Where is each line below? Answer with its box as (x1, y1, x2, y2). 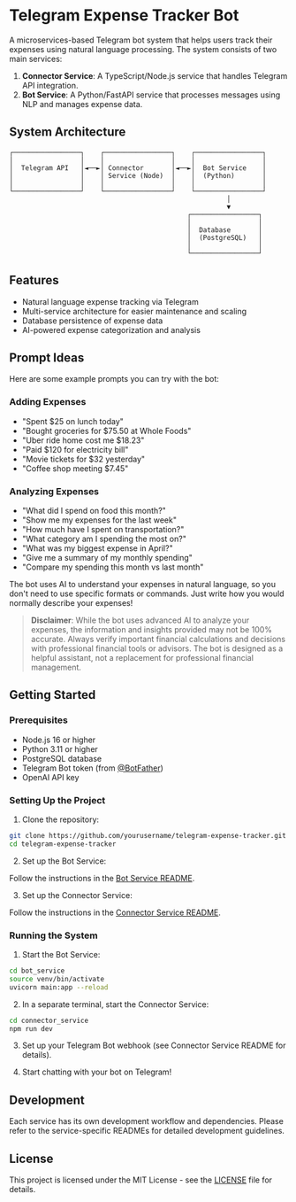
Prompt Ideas (9, 350, 85, 365)
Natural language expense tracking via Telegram (21, 296, 199, 306)
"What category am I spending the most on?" (21, 533, 187, 544)
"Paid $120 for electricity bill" (21, 444, 129, 454)
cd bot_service (9, 966, 65, 975)
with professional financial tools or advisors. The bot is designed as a (30, 643, 284, 654)
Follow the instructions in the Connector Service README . (9, 907, 221, 918)
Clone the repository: (21, 814, 100, 825)
